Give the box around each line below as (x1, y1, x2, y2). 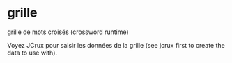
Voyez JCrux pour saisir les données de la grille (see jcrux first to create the (7, 41, 225, 49)
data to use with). (7, 48, 58, 57)
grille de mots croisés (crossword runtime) (7, 28, 129, 36)
